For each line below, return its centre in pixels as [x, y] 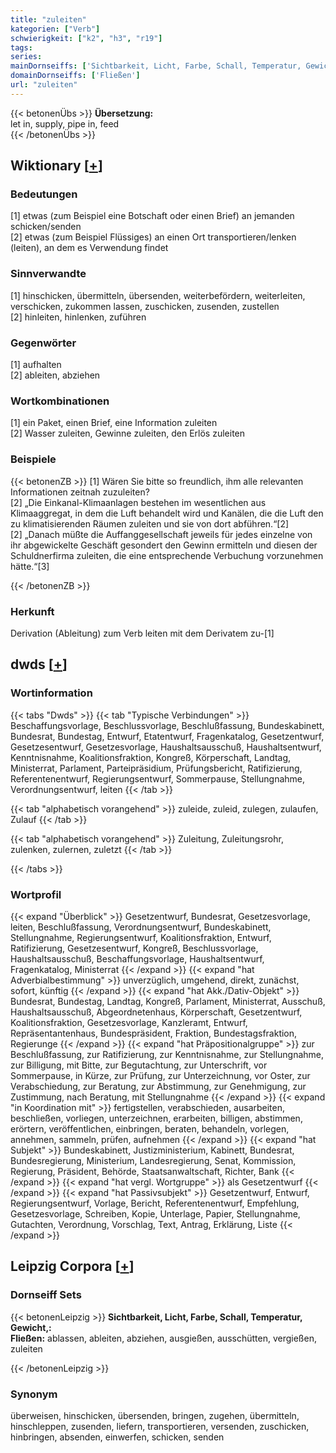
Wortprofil [36, 894]
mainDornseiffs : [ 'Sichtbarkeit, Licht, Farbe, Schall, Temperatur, [156, 66]
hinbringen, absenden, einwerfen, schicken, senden [117, 1437]
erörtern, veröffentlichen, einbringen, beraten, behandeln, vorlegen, [150, 1128]
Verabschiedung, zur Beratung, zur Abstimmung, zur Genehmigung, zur [158, 1086]
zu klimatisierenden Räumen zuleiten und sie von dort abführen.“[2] [150, 523]
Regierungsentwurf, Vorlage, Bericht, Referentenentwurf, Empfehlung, [155, 1203]
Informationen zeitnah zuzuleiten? [80, 492]
